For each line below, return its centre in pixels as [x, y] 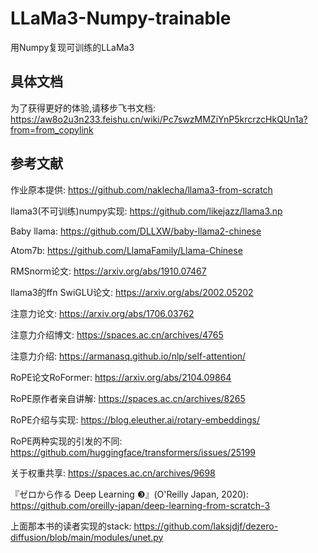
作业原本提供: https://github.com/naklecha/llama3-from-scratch [141, 189]
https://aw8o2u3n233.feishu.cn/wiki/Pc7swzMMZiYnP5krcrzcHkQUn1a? [159, 119]
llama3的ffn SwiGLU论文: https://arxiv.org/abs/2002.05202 [132, 292]
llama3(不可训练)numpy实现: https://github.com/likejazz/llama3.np [146, 211]
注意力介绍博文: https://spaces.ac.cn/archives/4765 [117, 334]
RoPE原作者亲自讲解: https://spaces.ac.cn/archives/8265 [128, 398]
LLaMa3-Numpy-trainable [121, 18]
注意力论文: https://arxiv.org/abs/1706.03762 [102, 313]
